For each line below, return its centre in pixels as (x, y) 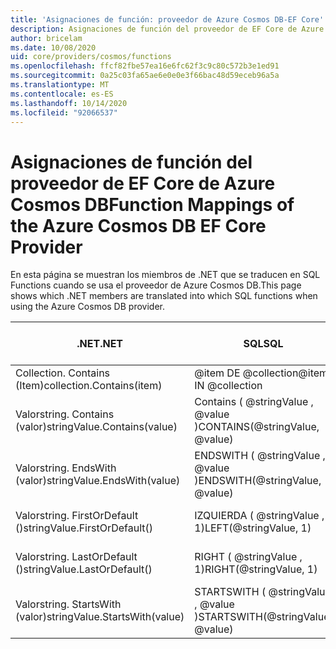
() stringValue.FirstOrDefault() (84, 528)
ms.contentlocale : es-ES (62, 94)
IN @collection (228, 386)
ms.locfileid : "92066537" (64, 112)
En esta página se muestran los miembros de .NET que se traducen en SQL (165, 275)
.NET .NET (100, 344)
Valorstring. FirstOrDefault (77, 516)
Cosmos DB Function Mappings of (152, 204)
